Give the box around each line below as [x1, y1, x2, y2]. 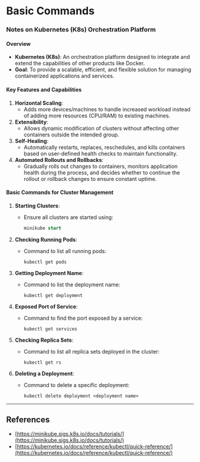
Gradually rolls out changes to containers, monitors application [23, 163, 178, 170]
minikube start [23, 225, 61, 231]
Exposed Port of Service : [14, 302, 78, 310]
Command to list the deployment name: [23, 281, 121, 288]
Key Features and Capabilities [6, 86, 82, 93]
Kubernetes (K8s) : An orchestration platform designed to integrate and [14, 54, 190, 61]
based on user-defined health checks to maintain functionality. [23, 150, 178, 157]
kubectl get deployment [23, 292, 83, 298]
